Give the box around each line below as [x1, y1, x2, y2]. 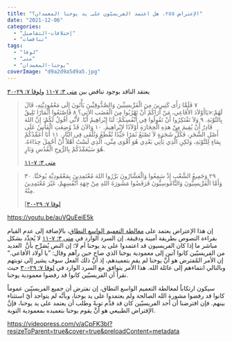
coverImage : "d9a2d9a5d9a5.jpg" [7, 68, 100, 75]
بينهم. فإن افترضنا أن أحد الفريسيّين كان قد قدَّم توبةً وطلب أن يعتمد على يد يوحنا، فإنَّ [7, 298, 226, 307]
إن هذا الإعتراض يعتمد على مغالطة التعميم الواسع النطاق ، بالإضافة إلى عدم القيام [7, 226, 213, 235]
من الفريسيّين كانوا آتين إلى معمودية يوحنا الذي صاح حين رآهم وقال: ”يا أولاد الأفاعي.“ [7, 249, 225, 257]
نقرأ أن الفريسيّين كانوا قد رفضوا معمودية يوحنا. [7, 271, 129, 279]
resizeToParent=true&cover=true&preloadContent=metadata [7, 327, 180, 335]
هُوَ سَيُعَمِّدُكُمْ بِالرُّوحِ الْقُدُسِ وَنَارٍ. [24, 145, 105, 153]
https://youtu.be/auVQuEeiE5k [7, 213, 94, 222]
